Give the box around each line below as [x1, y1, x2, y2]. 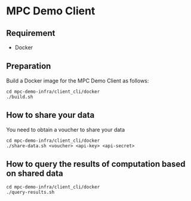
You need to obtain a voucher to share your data [6, 126, 125, 133]
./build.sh [6, 94, 33, 100]
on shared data [6, 169, 64, 179]
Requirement [6, 28, 56, 38]
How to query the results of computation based [6, 159, 186, 169]
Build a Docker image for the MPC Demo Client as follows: [6, 77, 149, 84]
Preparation [6, 61, 51, 71]
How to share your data [6, 110, 95, 120]
